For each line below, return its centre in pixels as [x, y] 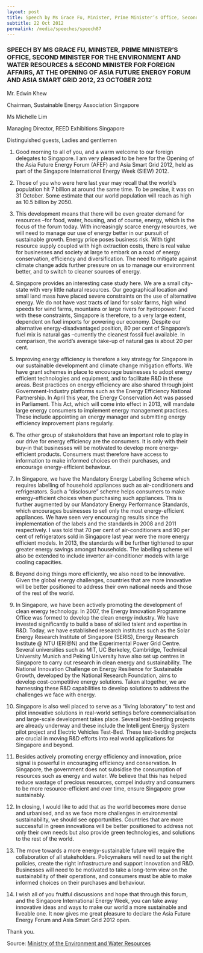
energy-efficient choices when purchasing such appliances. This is [99, 498]
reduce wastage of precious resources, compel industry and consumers [105, 782]
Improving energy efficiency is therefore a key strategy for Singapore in [104, 359]
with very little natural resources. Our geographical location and [109, 289]
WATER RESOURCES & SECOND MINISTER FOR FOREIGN [91, 65]
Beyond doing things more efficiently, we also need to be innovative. [100, 574]
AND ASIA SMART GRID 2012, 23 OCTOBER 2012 [80, 80]
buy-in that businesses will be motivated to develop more [87, 448]
